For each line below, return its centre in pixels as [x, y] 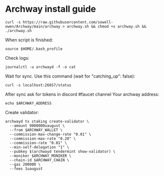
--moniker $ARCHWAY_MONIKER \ [40, 156]
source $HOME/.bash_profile [34, 49]
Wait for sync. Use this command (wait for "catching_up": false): [70, 76]
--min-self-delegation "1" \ [39, 147]
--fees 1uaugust [26, 169]
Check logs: [17, 58]
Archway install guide [50, 9]
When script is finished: [29, 40]
